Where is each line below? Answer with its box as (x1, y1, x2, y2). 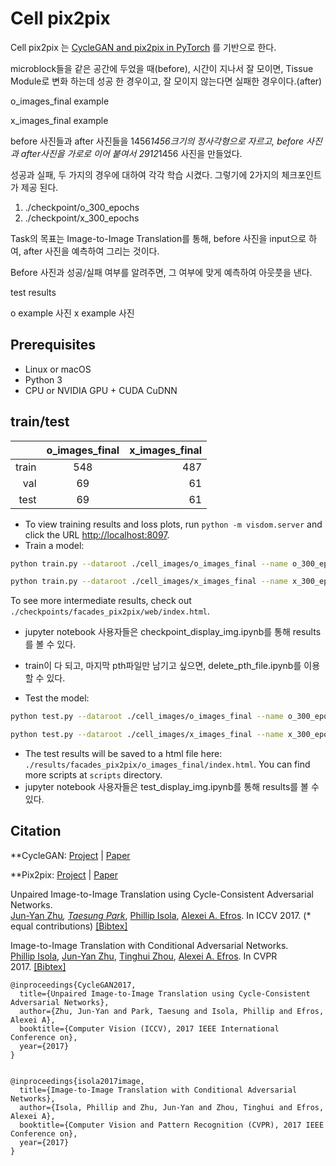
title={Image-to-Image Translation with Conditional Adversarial (19, 1085, 298, 1095)
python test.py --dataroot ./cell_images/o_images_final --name (10, 712, 284, 722)
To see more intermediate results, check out (10, 595, 192, 607)
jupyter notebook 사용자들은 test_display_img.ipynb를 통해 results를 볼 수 (24, 781, 320, 793)
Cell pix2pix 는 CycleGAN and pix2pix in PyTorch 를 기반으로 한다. (10, 41, 277, 53)
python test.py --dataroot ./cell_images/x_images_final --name (10, 730, 284, 740)
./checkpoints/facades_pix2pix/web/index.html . (10, 605, 211, 617)
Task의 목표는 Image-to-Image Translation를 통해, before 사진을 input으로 (10, 232, 307, 244)
